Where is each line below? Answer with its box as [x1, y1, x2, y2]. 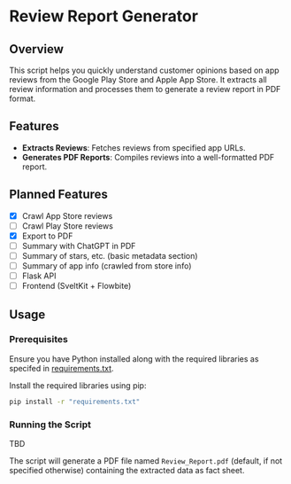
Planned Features [9, 187, 109, 202]
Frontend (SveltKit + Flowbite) [21, 281, 132, 292]
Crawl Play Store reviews [21, 220, 113, 231]
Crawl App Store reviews [21, 210, 113, 221]
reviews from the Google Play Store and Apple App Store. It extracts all [9, 74, 267, 85]
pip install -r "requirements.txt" [9, 397, 141, 406]
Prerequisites [9, 333, 68, 346]
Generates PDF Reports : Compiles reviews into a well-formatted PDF [21, 152, 275, 162]
